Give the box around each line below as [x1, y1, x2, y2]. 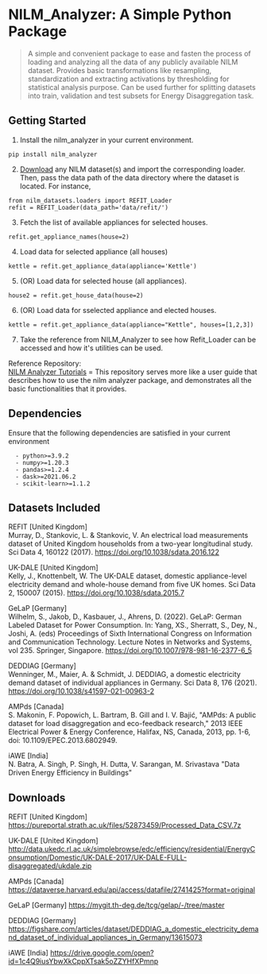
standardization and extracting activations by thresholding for [27, 74, 230, 83]
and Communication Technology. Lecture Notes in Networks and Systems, [8, 637, 253, 647]
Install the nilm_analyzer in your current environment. [19, 135, 194, 145]
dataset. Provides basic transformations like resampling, [27, 65, 212, 75]
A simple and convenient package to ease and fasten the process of [27, 48, 252, 58]
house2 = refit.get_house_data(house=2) [8, 292, 145, 300]
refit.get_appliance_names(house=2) [8, 233, 130, 241]
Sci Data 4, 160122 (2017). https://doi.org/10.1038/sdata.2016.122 [8, 547, 220, 557]
